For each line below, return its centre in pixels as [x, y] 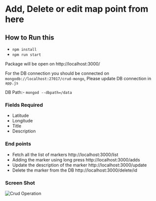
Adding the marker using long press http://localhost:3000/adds [76, 159]
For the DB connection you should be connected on [57, 73]
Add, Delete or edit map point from [77, 9]
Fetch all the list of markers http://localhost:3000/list [65, 155]
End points [18, 144]
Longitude [22, 121]
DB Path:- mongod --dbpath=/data [39, 92]
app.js [12, 83]
